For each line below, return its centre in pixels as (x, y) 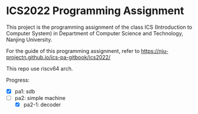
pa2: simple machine (40, 98)
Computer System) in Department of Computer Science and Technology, (95, 33)
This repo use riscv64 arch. (40, 68)
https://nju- (155, 51)
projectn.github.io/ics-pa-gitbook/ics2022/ (59, 57)
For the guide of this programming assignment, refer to (73, 51)
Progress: (18, 80)
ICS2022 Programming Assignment (95, 11)
